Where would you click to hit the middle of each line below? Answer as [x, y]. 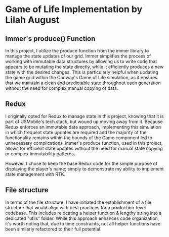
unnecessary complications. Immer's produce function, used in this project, [84, 143]
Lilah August [32, 20]
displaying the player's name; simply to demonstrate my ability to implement [85, 169]
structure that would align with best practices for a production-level [75, 207]
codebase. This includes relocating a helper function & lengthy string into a [83, 213]
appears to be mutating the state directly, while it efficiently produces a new [85, 67]
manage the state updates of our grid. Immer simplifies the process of [78, 56]
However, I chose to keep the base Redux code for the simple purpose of [81, 163]
